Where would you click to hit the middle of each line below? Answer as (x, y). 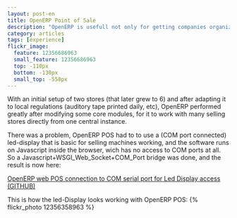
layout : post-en (31, 14)
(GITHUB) (22, 186)
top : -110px (31, 66)
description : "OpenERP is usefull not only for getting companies (107, 27)
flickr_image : (28, 46)
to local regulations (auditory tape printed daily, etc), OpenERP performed (114, 107)
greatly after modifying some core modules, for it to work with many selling (116, 114)
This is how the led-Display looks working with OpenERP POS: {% (103, 200)
